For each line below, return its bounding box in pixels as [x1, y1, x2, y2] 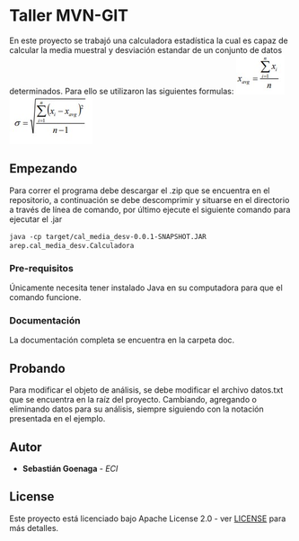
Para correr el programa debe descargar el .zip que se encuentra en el [9, 185, 270, 196]
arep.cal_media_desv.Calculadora [9, 241, 135, 250]
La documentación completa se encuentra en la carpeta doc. [9, 334, 235, 346]
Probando [9, 360, 66, 376]
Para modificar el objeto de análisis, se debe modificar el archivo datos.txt [9, 385, 284, 395]
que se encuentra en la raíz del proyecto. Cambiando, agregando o [9, 395, 258, 405]
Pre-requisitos [9, 262, 74, 274]
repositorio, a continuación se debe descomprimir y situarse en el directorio [9, 194, 290, 205]
